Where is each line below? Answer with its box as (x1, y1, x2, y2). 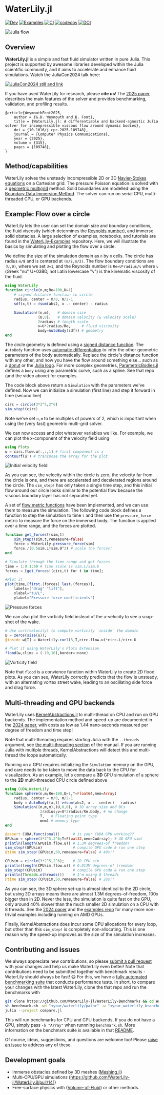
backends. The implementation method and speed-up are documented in (5, 716, 152, 723)
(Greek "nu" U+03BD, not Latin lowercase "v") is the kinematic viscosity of (5, 268, 155, 274)
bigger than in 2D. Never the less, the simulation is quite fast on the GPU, (5, 896, 151, 902)
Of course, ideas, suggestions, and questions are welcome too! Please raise (5, 1037, 158, 1042)
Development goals (5, 1056, 66, 1064)
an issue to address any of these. (5, 1042, 72, 1048)
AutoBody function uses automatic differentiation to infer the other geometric (5, 347, 158, 352)
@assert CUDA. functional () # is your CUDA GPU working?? (5, 831, 134, 836)
